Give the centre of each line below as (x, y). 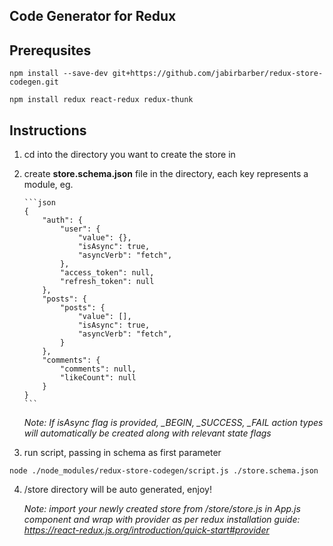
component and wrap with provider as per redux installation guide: (162, 520)
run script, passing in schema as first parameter (122, 453)
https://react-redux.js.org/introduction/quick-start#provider (146, 530)
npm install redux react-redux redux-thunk (101, 100)
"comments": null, (98, 369)
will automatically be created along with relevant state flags (147, 433)
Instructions (48, 130)
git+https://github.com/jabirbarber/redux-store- (218, 74)
